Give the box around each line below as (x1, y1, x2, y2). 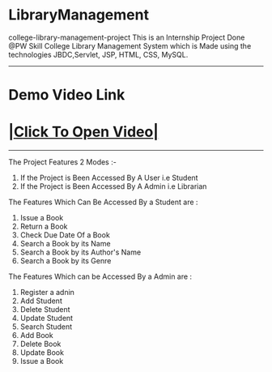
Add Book (19, 331, 54, 340)
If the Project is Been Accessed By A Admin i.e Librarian (19, 182, 207, 191)
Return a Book (19, 221, 68, 232)
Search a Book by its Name (19, 239, 111, 249)
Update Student (19, 314, 74, 323)
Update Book (19, 348, 65, 357)
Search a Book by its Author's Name (19, 247, 142, 257)
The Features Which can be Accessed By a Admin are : (8, 272, 193, 281)
